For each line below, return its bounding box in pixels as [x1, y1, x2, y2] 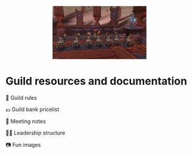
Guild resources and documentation [5, 74, 188, 88]
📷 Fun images [5, 141, 41, 148]
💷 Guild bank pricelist [5, 106, 60, 113]
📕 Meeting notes [5, 118, 46, 125]
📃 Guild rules [5, 94, 37, 101]
